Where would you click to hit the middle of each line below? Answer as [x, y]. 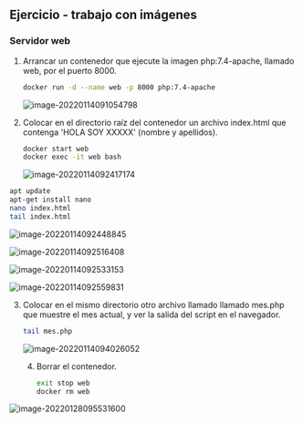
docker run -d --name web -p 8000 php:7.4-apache [119, 87]
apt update [30, 191]
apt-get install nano [51, 200]
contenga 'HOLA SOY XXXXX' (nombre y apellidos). [120, 132]
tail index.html [40, 217]
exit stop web [63, 383]
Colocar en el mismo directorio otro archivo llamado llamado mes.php [153, 304]
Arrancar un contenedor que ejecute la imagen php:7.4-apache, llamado [158, 61]
